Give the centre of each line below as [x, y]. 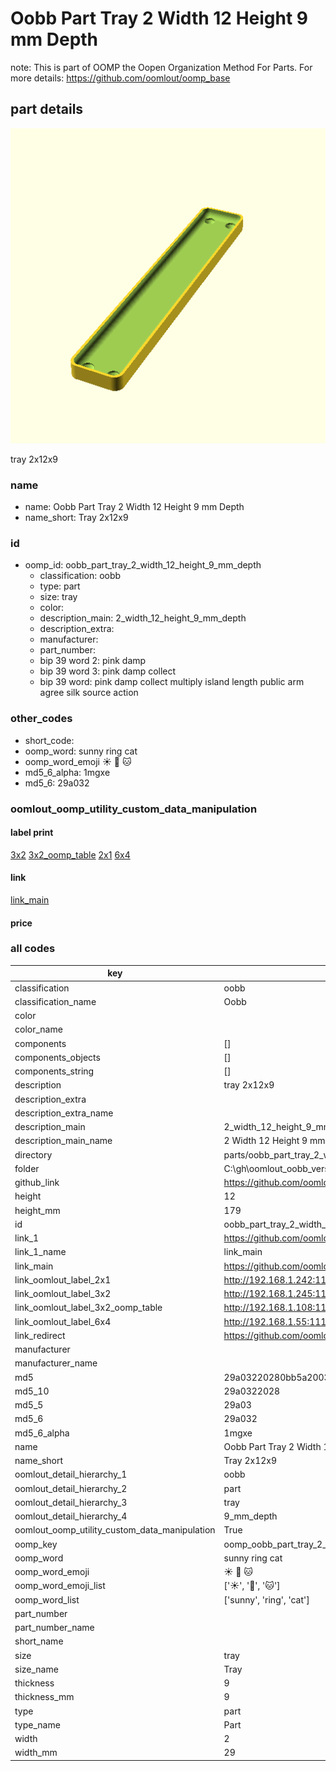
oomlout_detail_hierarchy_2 [71, 1488]
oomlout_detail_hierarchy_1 [71, 1474]
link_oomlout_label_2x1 [63, 1279]
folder [27, 1168]
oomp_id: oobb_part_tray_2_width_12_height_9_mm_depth [143, 565]
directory [33, 1154]
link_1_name [40, 1252]
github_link [37, 1183]
